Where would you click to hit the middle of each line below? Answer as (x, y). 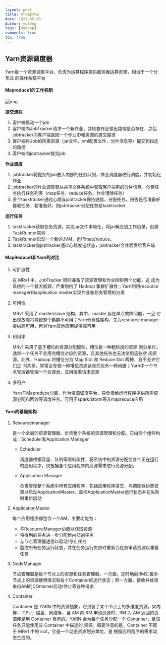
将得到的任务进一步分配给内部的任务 (57, 535)
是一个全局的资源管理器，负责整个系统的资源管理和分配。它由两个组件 (84, 433)
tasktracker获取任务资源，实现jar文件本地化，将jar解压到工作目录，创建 (85, 226)
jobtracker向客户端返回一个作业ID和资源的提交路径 (64, 135)
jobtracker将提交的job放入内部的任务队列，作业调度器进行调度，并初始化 (87, 174)
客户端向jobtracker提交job (39, 153)
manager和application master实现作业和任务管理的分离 (68, 292)
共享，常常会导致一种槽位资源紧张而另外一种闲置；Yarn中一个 (90, 366)
